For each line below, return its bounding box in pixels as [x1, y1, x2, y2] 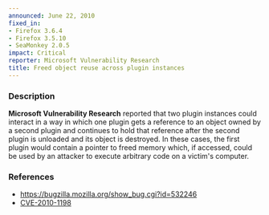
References [8, 171, 55, 182]
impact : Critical [8, 49, 67, 57]
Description [8, 90, 55, 101]
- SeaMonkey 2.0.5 [8, 42, 70, 50]
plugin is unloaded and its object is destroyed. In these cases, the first [8, 134, 240, 144]
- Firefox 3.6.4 [8, 26, 63, 34]
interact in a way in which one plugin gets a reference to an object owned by [8, 117, 261, 127]
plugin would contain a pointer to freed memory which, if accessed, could [8, 143, 253, 152]
